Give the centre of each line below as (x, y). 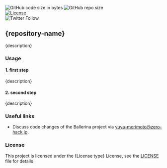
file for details (19, 161)
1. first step (17, 70)
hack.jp (20, 132)
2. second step (21, 92)
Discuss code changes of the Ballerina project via (63, 127)
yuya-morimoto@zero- (138, 127)
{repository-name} (35, 34)
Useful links (20, 116)
